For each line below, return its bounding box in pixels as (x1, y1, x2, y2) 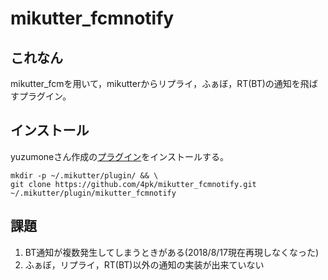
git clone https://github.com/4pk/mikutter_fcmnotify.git (10, 179, 257, 189)
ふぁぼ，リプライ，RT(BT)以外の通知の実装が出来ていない (24, 258, 265, 271)
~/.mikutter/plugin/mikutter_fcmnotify (10, 188, 177, 198)
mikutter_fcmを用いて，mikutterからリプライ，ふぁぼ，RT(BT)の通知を (10, 78, 301, 89)
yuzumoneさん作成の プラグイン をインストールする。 (10, 150, 229, 162)
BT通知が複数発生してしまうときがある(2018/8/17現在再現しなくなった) (24, 246, 320, 258)
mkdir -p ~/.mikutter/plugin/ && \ (10, 170, 159, 181)
